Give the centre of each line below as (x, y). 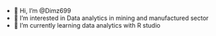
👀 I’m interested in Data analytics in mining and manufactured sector (111, 18)
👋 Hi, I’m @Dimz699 (42, 11)
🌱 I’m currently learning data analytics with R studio (87, 25)
